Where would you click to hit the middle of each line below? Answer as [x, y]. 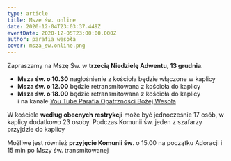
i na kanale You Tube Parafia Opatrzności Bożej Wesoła [96, 101]
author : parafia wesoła [42, 40]
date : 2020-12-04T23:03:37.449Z [54, 26]
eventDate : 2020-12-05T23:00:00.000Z [62, 33]
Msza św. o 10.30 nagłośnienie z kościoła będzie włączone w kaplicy [116, 79]
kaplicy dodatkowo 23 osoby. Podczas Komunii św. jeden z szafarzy [105, 122]
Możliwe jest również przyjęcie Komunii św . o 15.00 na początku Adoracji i [115, 143]
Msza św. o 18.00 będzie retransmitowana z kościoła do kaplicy [109, 94]
